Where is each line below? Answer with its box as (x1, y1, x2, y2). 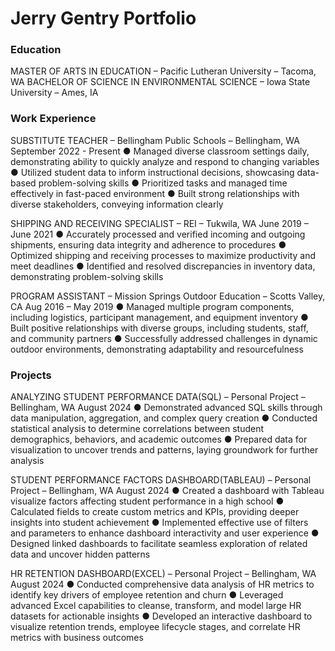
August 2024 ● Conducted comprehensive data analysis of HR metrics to (10, 578, 315, 591)
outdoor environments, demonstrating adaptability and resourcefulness (10, 343, 304, 355)
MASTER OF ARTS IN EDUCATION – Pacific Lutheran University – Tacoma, (10, 65, 317, 77)
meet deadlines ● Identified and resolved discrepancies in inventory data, (10, 260, 316, 272)
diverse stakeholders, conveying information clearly (10, 198, 224, 210)
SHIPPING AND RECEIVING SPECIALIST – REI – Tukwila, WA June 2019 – (10, 217, 309, 229)
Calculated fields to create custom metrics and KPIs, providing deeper (10, 506, 300, 518)
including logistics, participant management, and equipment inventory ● (10, 311, 309, 323)
